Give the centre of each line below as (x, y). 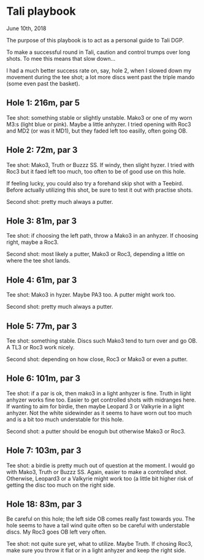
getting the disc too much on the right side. (61, 485)
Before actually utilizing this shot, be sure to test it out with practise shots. (100, 190)
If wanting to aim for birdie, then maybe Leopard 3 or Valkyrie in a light (95, 406)
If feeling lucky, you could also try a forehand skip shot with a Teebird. (95, 183)
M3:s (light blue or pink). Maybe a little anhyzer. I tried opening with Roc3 (99, 124)
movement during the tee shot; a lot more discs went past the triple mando (100, 77)
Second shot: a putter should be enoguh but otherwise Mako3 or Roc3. (96, 431)
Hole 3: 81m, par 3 (42, 221)
